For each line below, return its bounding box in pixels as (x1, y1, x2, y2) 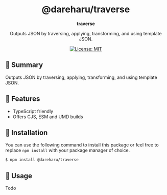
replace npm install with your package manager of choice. (5, 147, 130, 154)
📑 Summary (5, 60, 43, 70)
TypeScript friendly (12, 108, 54, 114)
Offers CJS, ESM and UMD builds (12, 114, 83, 120)
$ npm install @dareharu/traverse (5, 157, 79, 162)
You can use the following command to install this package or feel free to (5, 142, 159, 148)
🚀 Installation (5, 128, 48, 137)
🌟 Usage (5, 171, 32, 180)
